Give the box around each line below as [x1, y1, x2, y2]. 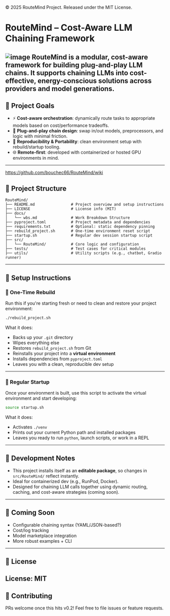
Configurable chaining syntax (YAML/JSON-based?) [12, 522, 121, 528]
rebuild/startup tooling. [12, 144, 61, 150]
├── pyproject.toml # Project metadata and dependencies [5, 220, 151, 225]
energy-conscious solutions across [37, 76, 152, 85]
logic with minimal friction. [12, 133, 68, 139]
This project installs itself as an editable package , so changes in [12, 467, 147, 473]
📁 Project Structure [5, 184, 67, 193]
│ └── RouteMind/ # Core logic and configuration [5, 242, 139, 247]
